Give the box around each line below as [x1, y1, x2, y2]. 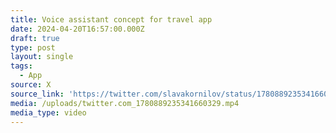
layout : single [10, 52, 74, 62]
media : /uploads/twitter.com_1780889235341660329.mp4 [10, 98, 240, 108]
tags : [10, 61, 33, 71]
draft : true [10, 33, 60, 43]
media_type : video [10, 107, 87, 118]
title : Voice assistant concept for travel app [10, 14, 213, 25]
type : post [10, 42, 56, 53]
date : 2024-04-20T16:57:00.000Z [10, 24, 145, 34]
